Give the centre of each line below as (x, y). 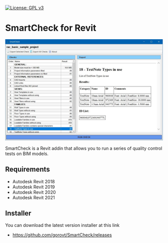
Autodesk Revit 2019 (33, 187)
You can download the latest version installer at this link (62, 225)
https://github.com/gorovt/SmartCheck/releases (62, 235)
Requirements (27, 169)
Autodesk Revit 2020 (34, 192)
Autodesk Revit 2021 (33, 197)
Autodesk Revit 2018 (33, 181)
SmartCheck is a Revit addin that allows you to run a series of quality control (84, 148)
